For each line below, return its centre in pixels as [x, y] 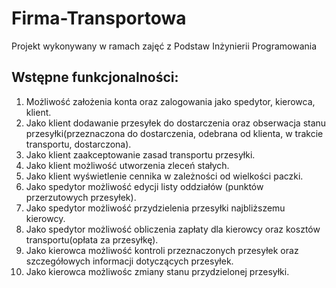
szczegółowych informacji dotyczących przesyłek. [129, 261]
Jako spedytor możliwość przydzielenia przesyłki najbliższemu [155, 208]
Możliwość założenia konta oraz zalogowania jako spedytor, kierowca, [170, 101]
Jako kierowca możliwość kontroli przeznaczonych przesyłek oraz [162, 250]
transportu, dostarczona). [78, 144]
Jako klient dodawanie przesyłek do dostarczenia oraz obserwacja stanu [176, 123]
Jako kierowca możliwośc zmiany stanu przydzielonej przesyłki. [157, 271]
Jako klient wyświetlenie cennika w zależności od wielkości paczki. [164, 176]
